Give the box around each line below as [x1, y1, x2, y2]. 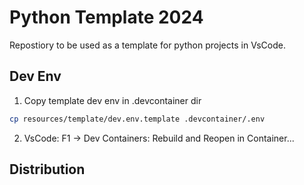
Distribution [9, 161, 86, 178]
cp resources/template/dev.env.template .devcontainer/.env [9, 114, 266, 124]
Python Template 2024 [9, 6, 204, 29]
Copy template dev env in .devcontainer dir [23, 94, 202, 106]
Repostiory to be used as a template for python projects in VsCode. [9, 39, 286, 51]
